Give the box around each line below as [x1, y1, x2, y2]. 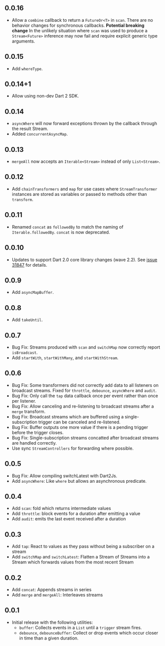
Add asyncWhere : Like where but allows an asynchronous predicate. [11, 478, 147, 484]
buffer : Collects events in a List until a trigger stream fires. [19, 624, 142, 630]
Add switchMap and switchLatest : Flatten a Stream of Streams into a [11, 554, 150, 560]
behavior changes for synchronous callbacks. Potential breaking [11, 22, 145, 28]
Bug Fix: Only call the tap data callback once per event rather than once [11, 393, 159, 399]
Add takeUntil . [11, 317, 43, 323]
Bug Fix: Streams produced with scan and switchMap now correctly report [11, 344, 161, 350]
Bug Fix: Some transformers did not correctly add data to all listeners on [11, 382, 159, 388]
